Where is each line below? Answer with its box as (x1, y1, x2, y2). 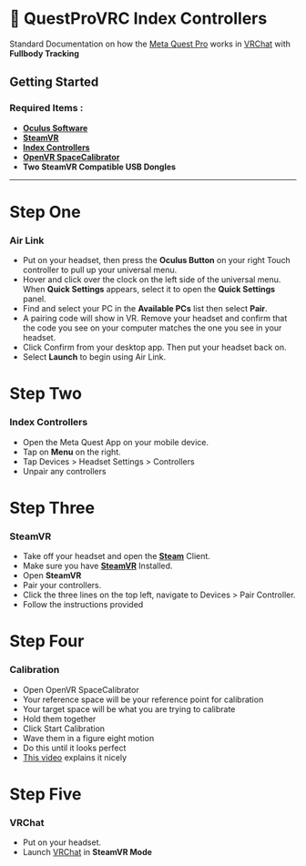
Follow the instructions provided (22, 599, 144, 610)
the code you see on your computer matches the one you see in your (22, 322, 282, 333)
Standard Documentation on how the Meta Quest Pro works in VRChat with (9, 38, 291, 49)
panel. (22, 293, 47, 304)
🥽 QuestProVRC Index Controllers (9, 8, 268, 29)
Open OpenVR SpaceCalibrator (22, 684, 139, 695)
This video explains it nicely (22, 751, 127, 763)
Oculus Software (22, 122, 88, 133)
